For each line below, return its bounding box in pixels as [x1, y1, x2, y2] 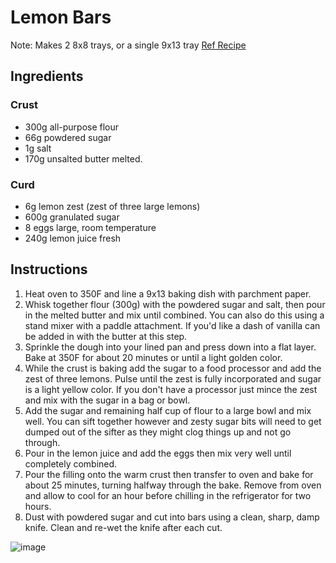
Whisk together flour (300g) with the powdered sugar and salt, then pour [24, 298, 326, 310]
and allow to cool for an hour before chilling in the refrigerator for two [24, 489, 312, 501]
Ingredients [10, 68, 84, 85]
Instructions [10, 261, 88, 278]
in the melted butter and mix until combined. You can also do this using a [24, 309, 325, 321]
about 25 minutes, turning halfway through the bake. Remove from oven [24, 479, 322, 491]
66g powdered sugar [24, 131, 112, 143]
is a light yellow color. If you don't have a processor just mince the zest [24, 383, 318, 395]
